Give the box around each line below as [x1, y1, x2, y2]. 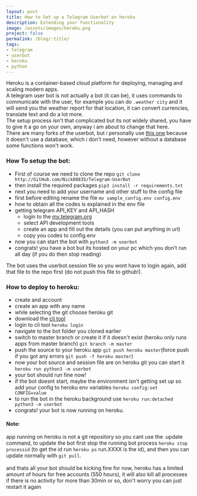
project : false [6, 31, 44, 37]
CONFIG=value [14, 390, 47, 396]
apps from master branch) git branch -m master [14, 340, 132, 347]
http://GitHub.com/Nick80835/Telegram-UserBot [14, 176, 131, 183]
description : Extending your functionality [6, 19, 115, 25]
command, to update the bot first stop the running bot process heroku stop [6, 439, 188, 447]
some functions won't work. [6, 142, 74, 149]
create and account [14, 296, 62, 303]
